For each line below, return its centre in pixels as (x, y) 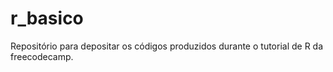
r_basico (47, 18)
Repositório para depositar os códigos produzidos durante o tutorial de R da (167, 46)
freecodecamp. (42, 56)
